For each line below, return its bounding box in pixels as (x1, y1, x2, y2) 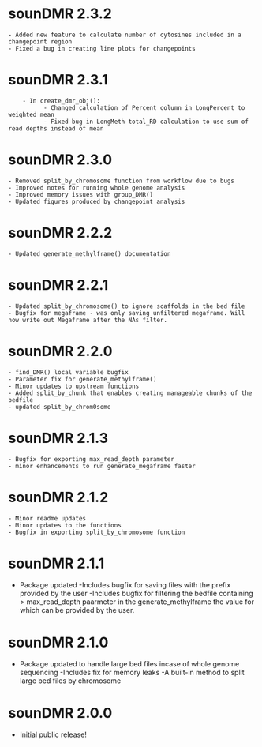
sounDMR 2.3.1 (8, 71, 108, 89)
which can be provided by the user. (19, 606, 135, 615)
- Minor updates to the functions (8, 521, 122, 529)
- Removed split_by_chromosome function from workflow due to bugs (8, 177, 235, 185)
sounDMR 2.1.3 (8, 429, 109, 447)
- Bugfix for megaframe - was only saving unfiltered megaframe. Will (8, 309, 245, 317)
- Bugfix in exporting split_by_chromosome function (8, 528, 185, 536)
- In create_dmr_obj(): (22, 96, 101, 105)
